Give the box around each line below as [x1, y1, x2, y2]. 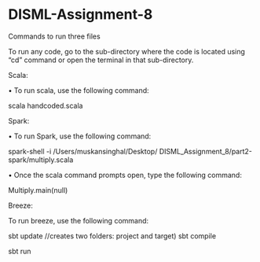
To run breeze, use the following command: [8, 216, 149, 225]
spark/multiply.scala [8, 155, 74, 164]
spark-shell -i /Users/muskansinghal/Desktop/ [8, 146, 158, 156]
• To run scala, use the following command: [8, 85, 149, 95]
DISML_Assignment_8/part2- [159, 146, 253, 156]
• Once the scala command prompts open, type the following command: [8, 170, 242, 179]
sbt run [8, 246, 31, 256]
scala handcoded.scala [8, 101, 83, 110]
